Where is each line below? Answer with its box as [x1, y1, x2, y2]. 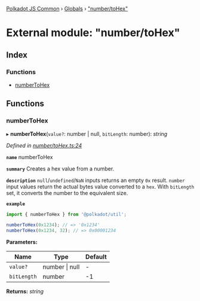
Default [85, 253, 107, 261]
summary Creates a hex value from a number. [6, 165, 115, 172]
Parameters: [6, 239, 38, 246]
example [6, 200, 26, 207]
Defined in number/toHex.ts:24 [6, 142, 82, 149]
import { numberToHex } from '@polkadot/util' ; [6, 211, 127, 217]
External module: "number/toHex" [6, 26, 180, 39]
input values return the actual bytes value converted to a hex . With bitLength [6, 183, 195, 190]
